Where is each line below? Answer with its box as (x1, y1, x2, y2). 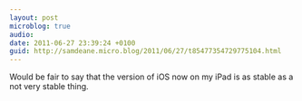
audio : (9, 30, 34, 39)
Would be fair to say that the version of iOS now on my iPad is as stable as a (9, 71, 294, 82)
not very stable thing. (9, 81, 89, 92)
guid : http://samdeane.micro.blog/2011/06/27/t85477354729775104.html (9, 47, 282, 56)
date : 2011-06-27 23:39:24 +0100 (9, 38, 136, 48)
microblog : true (9, 22, 71, 31)
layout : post (9, 13, 59, 23)
